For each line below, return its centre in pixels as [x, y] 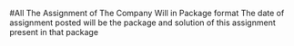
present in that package [54, 32]
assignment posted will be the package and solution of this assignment [142, 23]
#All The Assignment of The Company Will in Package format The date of [147, 13]
